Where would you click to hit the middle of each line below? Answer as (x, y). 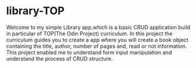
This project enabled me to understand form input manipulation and (89, 52)
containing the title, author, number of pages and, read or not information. (97, 46)
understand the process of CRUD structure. (60, 59)
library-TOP (35, 11)
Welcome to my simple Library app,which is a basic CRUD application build (98, 27)
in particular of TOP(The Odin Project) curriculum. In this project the (89, 33)
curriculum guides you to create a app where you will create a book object (97, 40)
